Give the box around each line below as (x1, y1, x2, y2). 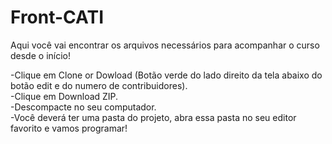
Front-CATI (10, 6, 105, 29)
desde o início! (10, 49, 71, 61)
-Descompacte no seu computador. (10, 101, 157, 113)
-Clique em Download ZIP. (10, 90, 119, 102)
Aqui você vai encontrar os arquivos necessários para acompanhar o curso (10, 39, 320, 51)
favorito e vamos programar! (10, 122, 128, 134)
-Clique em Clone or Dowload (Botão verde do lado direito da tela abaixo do (10, 69, 323, 81)
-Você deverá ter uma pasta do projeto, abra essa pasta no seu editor (10, 111, 297, 123)
